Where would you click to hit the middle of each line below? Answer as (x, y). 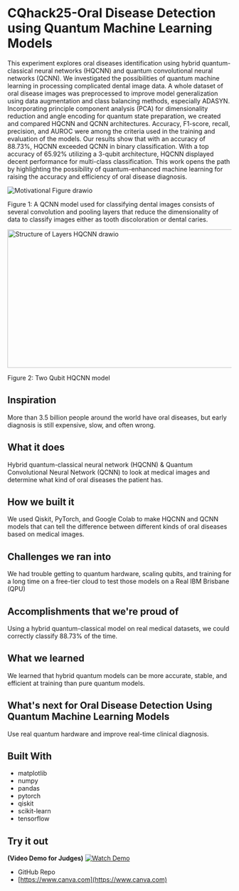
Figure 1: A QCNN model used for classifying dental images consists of (111, 204)
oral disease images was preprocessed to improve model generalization (113, 93)
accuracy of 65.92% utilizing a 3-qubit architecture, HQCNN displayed (111, 154)
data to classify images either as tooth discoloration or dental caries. (108, 219)
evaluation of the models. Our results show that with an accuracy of (107, 139)
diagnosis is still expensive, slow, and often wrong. (81, 424)
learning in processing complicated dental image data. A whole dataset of (116, 85)
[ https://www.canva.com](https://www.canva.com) (92, 880)
